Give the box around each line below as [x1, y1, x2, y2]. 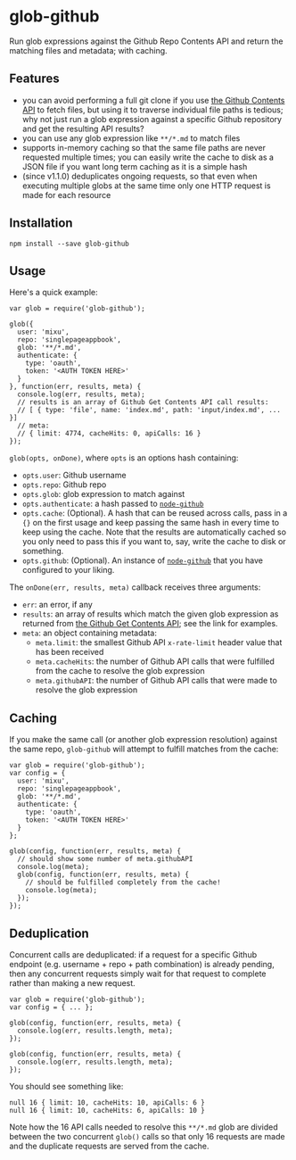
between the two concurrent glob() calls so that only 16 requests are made [9, 1131, 285, 1141]
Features [9, 71, 60, 87]
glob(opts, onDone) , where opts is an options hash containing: [9, 452, 239, 463]
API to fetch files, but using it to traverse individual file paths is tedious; [21, 104, 284, 115]
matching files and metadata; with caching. [9, 45, 168, 55]
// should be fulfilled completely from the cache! [25, 878, 221, 887]
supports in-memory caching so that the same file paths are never [21, 142, 266, 153]
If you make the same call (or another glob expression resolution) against [9, 734, 278, 745]
